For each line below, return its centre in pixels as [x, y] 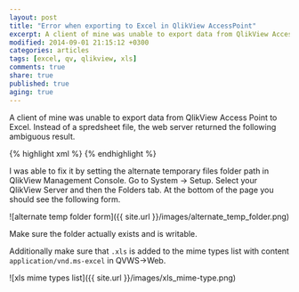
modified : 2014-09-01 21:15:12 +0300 [79, 42]
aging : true [31, 92]
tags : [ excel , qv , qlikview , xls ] [73, 59]
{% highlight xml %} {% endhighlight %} [83, 153]
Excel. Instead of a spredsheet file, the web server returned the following [143, 126]
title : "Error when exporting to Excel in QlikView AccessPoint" [133, 26]
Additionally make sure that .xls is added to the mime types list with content [149, 251]
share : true [31, 76]
